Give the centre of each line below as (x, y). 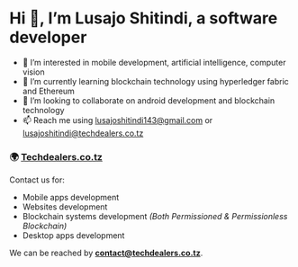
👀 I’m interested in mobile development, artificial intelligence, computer (154, 62)
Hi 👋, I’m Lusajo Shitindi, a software (144, 18)
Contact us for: (37, 180)
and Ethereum (48, 91)
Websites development (65, 207)
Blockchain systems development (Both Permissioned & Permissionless (155, 217)
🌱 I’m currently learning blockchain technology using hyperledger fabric (156, 81)
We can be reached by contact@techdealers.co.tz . (106, 253)
